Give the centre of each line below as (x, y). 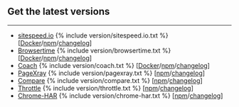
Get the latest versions (59, 12)
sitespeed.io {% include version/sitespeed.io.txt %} (93, 35)
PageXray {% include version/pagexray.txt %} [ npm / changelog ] (111, 73)
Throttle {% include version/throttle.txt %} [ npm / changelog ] (105, 88)
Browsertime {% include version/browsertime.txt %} (94, 50)
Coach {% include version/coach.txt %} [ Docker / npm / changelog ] (113, 65)
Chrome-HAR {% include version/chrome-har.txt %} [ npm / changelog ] (120, 96)
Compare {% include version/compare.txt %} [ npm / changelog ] (110, 80)
